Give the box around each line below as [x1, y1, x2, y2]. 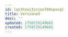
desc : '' [5, 16, 23, 21]
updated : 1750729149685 [5, 20, 53, 25]
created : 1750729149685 [5, 25, 53, 30]
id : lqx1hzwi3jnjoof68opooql [5, 7, 64, 12]
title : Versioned [5, 12, 40, 16]
